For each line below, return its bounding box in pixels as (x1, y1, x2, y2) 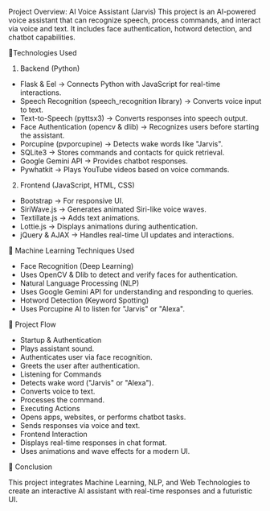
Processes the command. (19, 395, 105, 405)
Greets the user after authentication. (19, 361, 141, 370)
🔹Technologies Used (8, 48, 78, 57)
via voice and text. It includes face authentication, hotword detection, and (8, 24, 252, 33)
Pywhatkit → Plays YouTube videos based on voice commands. (19, 165, 230, 174)
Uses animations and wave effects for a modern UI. (19, 447, 190, 455)
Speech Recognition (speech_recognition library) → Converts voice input (19, 97, 262, 105)
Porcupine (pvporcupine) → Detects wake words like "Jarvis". (19, 139, 223, 148)
